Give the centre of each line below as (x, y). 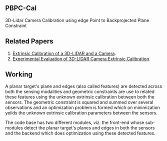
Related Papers (29, 41)
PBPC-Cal (21, 8)
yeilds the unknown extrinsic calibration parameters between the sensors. (81, 113)
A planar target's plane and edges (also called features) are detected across (84, 86)
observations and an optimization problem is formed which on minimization (82, 107)
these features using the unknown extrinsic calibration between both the (80, 97)
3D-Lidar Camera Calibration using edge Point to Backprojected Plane (77, 20)
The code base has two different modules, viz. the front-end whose (75, 122)
